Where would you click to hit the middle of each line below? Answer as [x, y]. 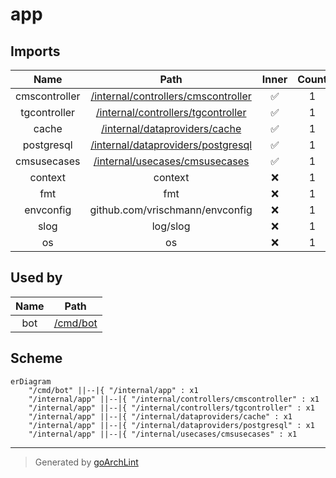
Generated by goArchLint [86, 462]
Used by [36, 278]
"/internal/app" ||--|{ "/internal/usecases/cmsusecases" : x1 [163, 434]
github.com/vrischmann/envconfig [171, 210]
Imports [35, 51]
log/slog [171, 226]
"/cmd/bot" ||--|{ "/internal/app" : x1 [113, 390]
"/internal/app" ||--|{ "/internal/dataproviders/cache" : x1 [160, 416]
